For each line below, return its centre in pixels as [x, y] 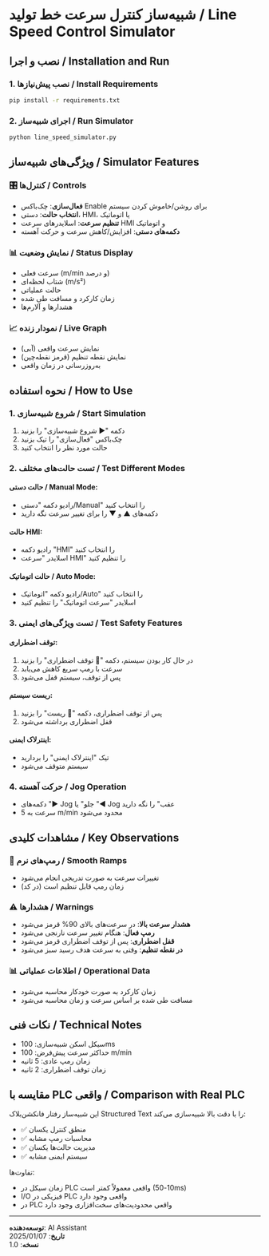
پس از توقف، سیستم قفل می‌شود [71, 677]
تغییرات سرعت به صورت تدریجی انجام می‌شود [90, 878]
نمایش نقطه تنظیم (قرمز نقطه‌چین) [73, 357]
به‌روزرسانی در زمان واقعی [61, 366]
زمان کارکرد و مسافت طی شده [67, 298]
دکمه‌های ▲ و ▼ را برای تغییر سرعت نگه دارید [89, 513]
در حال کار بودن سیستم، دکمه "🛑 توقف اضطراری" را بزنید [107, 660]
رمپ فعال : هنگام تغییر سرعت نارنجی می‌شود [87, 933]
